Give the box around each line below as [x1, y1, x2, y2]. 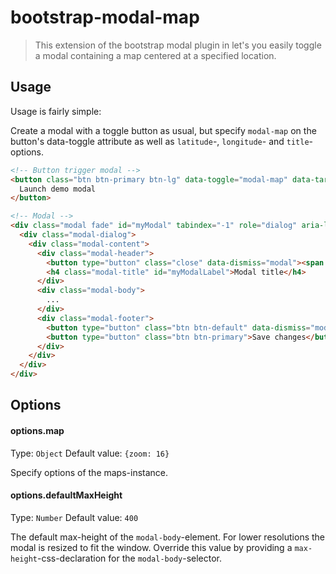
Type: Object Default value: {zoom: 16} [10, 447, 170, 459]
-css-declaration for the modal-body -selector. [36, 552, 223, 564]
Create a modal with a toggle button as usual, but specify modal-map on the [10, 124, 317, 136]
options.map [10, 424, 65, 436]
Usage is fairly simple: [10, 105, 102, 117]
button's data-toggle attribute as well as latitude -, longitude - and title [10, 135, 310, 147]
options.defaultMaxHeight [10, 489, 123, 501]
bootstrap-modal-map [10, 6, 200, 29]
